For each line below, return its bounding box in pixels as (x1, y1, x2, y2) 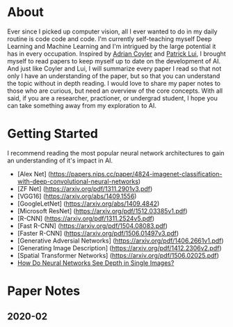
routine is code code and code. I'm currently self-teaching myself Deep (7, 34, 212, 43)
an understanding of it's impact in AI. (7, 156, 113, 165)
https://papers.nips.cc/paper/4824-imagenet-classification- (49, 169, 223, 178)
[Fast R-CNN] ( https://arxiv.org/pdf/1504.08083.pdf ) (17, 221, 168, 230)
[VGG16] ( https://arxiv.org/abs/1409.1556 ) (17, 192, 137, 200)
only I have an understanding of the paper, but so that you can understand (7, 71, 220, 80)
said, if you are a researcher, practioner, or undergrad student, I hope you (7, 93, 218, 102)
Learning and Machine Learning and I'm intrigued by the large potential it (7, 42, 216, 50)
